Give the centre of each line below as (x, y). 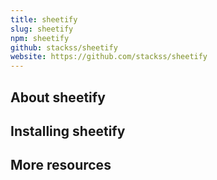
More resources (61, 165)
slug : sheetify (42, 29)
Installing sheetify (68, 131)
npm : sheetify (40, 38)
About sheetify (58, 97)
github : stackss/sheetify (64, 47)
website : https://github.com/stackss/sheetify (109, 57)
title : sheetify (44, 19)
